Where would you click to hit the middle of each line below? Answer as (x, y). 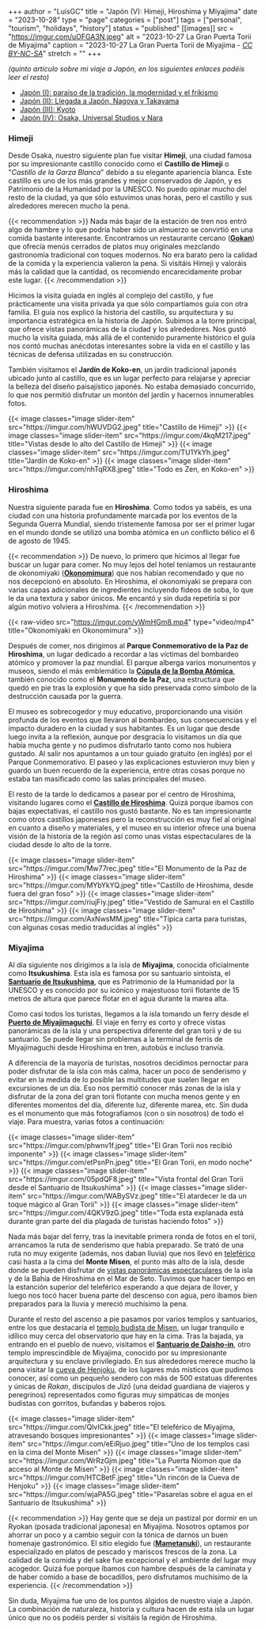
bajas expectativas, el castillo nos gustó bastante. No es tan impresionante (130, 811)
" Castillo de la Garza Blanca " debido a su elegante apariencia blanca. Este (130, 173)
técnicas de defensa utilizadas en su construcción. (91, 355)
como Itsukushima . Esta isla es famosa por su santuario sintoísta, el (119, 973)
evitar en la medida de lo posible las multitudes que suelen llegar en (119, 1079)
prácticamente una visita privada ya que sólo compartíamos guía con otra (128, 304)
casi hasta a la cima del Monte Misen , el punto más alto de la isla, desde (127, 1261)
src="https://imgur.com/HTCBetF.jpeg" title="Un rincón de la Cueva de (124, 1477)
